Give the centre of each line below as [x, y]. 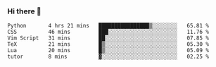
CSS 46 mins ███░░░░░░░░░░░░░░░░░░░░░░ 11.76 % [108, 32]
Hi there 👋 [25, 11]
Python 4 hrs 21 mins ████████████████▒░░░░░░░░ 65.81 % [108, 26]
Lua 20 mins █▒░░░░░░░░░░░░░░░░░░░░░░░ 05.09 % [108, 51]
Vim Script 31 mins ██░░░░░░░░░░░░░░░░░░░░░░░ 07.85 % [108, 38]
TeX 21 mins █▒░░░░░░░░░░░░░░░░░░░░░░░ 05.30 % [108, 44]
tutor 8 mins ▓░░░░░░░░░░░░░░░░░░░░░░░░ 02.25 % [108, 57]
